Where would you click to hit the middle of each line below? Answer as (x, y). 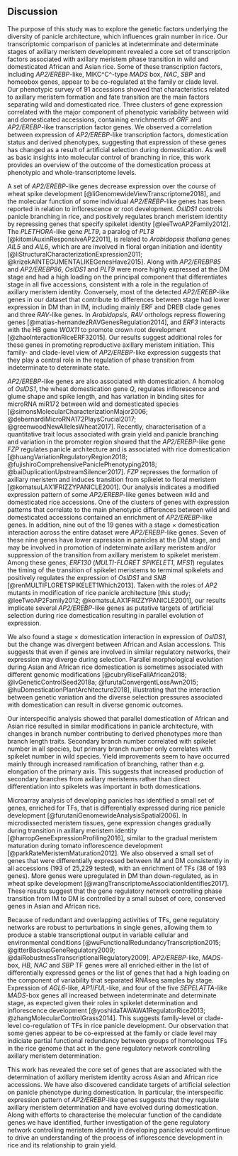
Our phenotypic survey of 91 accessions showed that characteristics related (118, 89)
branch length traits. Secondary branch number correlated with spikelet (112, 741)
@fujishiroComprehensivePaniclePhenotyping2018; (82, 464)
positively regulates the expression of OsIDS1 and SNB (87, 577)
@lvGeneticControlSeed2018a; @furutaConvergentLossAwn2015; (103, 682)
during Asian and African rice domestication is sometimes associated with (115, 667)
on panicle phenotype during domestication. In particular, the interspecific (115, 1092)
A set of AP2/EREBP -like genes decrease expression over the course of (112, 186)
